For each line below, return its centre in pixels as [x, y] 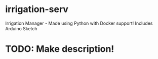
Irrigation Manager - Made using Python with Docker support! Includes [79, 23]
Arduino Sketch [21, 28]
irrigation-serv [37, 9]
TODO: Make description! [60, 49]
